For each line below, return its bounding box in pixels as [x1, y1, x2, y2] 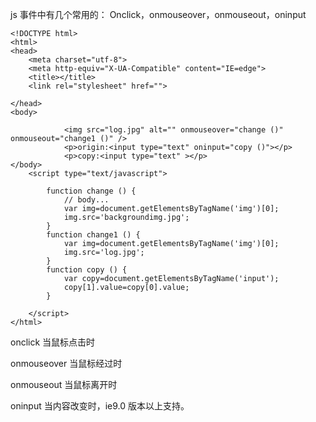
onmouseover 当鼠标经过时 [10, 358, 123, 369]
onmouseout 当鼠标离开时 [10, 379, 118, 390]
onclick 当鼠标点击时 [10, 336, 96, 348]
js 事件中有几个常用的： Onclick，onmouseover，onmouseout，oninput [10, 9, 307, 20]
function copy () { [46, 265, 128, 275]
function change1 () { [46, 230, 141, 240]
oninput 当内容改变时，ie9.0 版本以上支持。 [10, 400, 190, 412]
